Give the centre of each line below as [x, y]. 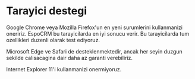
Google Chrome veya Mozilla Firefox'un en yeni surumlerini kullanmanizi [95, 27]
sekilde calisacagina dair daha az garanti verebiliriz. [69, 58]
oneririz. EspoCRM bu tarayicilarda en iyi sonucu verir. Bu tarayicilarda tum [97, 33]
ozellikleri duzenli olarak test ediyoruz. [53, 40]
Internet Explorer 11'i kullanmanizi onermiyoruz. [64, 69]
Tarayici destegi [47, 11]
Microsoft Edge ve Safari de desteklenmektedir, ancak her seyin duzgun [94, 51]
